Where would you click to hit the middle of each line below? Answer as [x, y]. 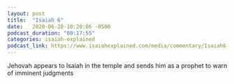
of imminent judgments [41, 73]
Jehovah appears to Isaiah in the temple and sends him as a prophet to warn [117, 66]
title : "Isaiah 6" [36, 20]
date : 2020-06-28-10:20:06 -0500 [59, 26]
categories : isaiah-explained [51, 40]
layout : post [26, 14]
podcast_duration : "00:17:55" [51, 33]
